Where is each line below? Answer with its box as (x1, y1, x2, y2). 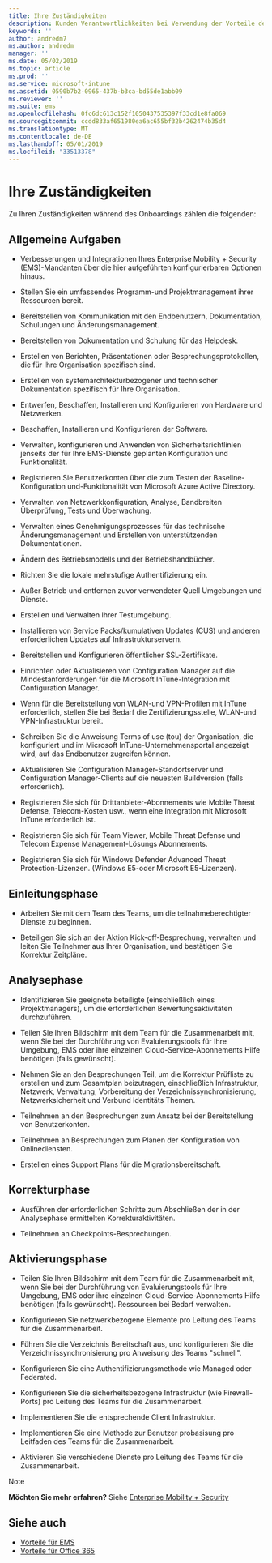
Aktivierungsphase (8, 1252, 108, 1266)
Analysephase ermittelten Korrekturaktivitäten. (19, 1213, 176, 1223)
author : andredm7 (8, 34, 67, 43)
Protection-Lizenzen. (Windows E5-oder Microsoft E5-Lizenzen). (19, 864, 237, 873)
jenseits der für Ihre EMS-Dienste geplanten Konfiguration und (19, 449, 228, 459)
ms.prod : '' (8, 72, 49, 80)
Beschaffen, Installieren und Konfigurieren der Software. (19, 425, 208, 434)
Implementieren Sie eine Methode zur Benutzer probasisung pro (19, 1428, 235, 1438)
